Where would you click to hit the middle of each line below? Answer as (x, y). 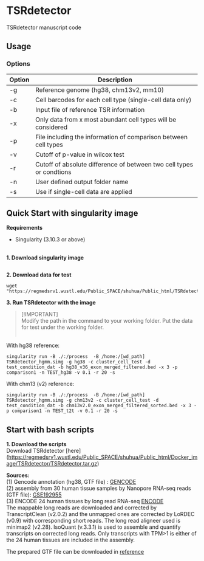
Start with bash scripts (50, 429)
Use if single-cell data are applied (84, 191)
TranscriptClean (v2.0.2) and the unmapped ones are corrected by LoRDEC (100, 514)
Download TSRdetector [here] (44, 451)
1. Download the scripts (36, 444)
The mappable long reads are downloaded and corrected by (81, 508)
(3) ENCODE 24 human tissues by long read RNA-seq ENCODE (85, 501)
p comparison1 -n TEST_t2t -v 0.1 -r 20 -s (62, 411)
